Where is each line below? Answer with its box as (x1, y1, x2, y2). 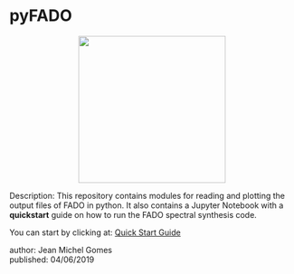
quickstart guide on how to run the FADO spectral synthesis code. (9, 209, 258, 220)
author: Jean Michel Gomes (9, 244, 113, 255)
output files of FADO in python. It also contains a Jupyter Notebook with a (9, 200, 284, 211)
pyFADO (9, 5, 72, 26)
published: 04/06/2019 (9, 254, 95, 265)
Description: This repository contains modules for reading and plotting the (9, 190, 285, 201)
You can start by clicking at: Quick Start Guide (9, 227, 181, 238)
